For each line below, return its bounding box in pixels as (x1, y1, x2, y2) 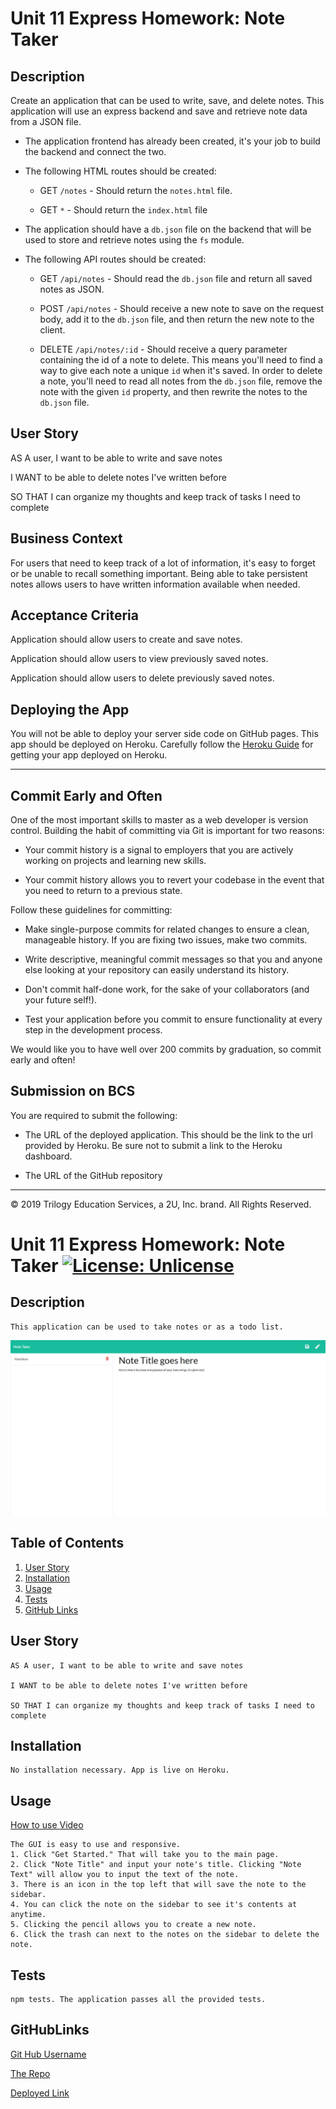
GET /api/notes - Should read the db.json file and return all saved (39, 273, 313, 284)
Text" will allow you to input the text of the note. (10, 1870, 240, 1880)
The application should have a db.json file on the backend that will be (24, 223, 312, 235)
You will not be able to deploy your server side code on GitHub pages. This (10, 728, 319, 740)
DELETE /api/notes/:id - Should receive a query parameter (39, 343, 288, 355)
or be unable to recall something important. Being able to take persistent (10, 567, 308, 579)
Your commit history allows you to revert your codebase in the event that (24, 874, 325, 886)
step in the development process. (24, 1024, 163, 1036)
